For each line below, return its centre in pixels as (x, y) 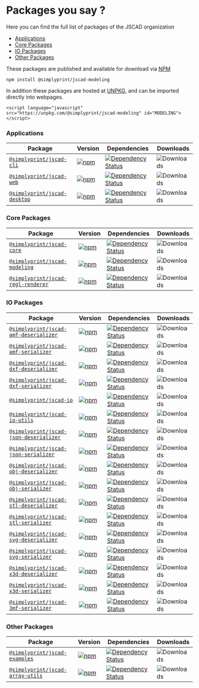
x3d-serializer (31, 591)
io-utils (21, 420)
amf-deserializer (33, 334)
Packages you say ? (56, 10)
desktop (20, 199)
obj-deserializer (33, 471)
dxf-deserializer (33, 369)
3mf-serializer (31, 608)
